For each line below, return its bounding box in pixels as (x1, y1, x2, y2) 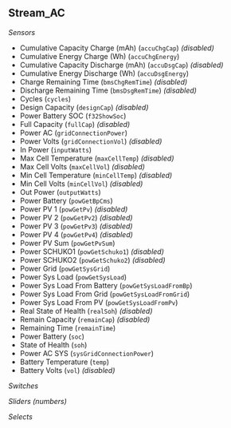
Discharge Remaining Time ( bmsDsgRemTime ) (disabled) (19, 85, 198, 95)
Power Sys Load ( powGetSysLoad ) (19, 271, 127, 282)
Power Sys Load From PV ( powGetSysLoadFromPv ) (19, 297, 178, 307)
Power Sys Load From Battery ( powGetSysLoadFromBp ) (19, 280, 193, 290)
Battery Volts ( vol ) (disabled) (19, 365, 115, 374)
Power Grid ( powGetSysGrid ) (19, 264, 111, 273)
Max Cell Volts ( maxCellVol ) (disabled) (19, 161, 146, 171)
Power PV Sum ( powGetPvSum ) (19, 238, 115, 248)
